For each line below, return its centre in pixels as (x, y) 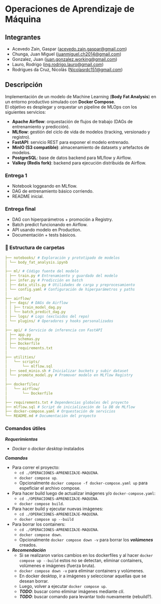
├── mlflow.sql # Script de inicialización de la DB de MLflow (70, 407)
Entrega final (21, 209)
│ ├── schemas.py (22, 339)
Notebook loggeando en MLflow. (44, 186)
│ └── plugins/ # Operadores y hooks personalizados (59, 321)
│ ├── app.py (18, 335)
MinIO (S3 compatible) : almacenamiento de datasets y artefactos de (80, 147)
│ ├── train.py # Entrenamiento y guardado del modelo (61, 276)
